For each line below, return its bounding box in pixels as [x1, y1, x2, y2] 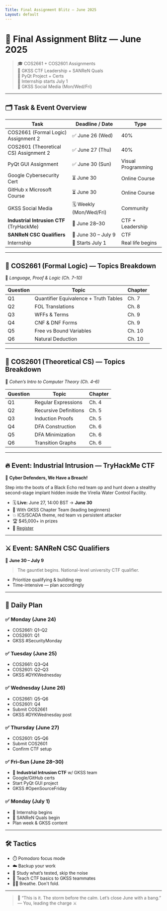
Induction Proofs [34, 415, 74, 422]
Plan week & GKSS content [12, 819, 68, 826]
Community [121, 204, 149, 211]
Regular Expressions [34, 399, 83, 405]
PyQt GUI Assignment [7, 161, 59, 168]
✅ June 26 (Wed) [72, 132, 113, 139]
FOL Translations [34, 303, 75, 310]
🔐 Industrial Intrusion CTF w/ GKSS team [12, 770, 98, 776]
